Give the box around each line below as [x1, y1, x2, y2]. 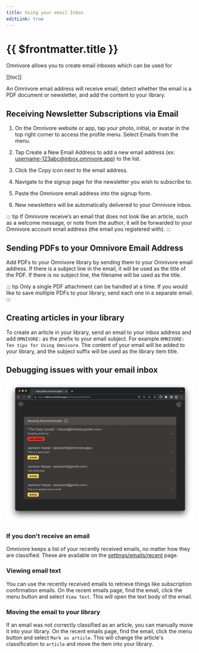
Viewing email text [6, 567, 61, 575]
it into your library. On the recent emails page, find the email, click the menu [6, 628, 192, 635]
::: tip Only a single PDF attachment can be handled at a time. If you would [6, 283, 188, 290]
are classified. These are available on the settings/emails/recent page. [6, 552, 179, 559]
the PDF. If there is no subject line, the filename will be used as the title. [6, 271, 182, 278]
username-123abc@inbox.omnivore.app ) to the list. [14, 155, 141, 162]
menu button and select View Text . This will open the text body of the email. [6, 593, 192, 600]
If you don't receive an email [6, 532, 90, 540]
